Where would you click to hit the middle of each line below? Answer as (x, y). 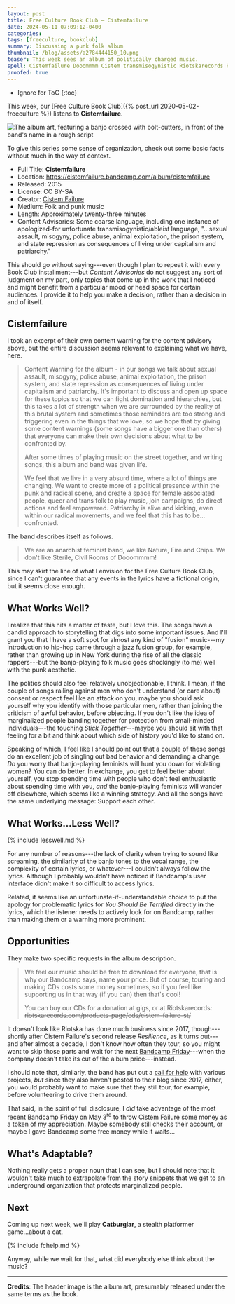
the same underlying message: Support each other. (81, 801)
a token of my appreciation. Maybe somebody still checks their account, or (115, 1124)
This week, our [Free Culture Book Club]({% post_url (83, 106)
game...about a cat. (35, 1232)
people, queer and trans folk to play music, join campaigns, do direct (123, 501)
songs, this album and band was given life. (86, 465)
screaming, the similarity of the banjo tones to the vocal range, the (103, 861)
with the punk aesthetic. (42, 670)
